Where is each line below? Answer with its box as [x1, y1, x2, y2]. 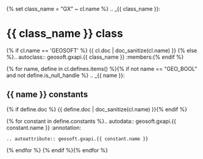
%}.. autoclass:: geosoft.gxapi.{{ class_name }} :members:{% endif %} [6, 53, 184, 61]
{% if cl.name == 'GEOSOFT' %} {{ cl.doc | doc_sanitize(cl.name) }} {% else [6, 46, 198, 54]
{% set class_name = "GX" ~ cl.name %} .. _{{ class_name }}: [6, 6, 160, 12]
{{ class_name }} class [6, 27, 123, 40]
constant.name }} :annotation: [6, 124, 81, 131]
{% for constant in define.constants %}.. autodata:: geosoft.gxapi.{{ [6, 117, 177, 125]
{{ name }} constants [6, 89, 88, 100]
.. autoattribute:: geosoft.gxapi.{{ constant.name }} [6, 136, 149, 142]
